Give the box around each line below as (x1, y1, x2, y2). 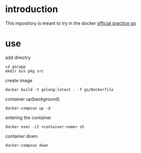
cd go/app (5, 64, 26, 69)
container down (5, 133, 38, 139)
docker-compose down (5, 142, 49, 148)
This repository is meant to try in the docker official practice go (5, 20, 136, 26)
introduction (5, 4, 58, 15)
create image (5, 77, 33, 84)
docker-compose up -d (5, 106, 51, 111)
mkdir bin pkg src (5, 68, 44, 73)
